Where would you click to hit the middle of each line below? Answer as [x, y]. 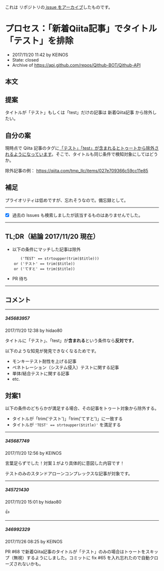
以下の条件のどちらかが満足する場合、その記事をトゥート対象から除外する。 [82, 408]
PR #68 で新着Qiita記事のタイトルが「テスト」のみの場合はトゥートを [75, 552]
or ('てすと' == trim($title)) [44, 269]
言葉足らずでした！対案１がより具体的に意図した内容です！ [65, 463]
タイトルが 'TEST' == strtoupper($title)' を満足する [66, 425]
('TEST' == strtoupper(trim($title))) [60, 258]
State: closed [25, 60]
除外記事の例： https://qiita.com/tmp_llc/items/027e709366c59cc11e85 [77, 170]
